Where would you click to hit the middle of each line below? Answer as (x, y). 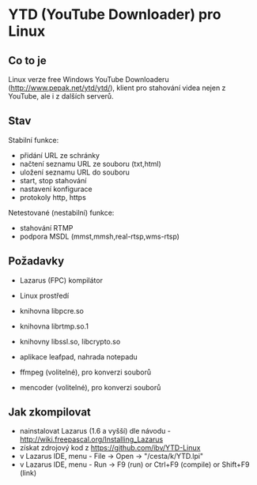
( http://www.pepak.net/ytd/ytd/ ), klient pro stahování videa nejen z (117, 88)
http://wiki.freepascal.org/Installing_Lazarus (91, 439)
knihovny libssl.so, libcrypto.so (70, 341)
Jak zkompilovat (49, 412)
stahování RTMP (46, 227)
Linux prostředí (44, 295)
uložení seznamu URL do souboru (75, 172)
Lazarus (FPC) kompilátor (61, 280)
